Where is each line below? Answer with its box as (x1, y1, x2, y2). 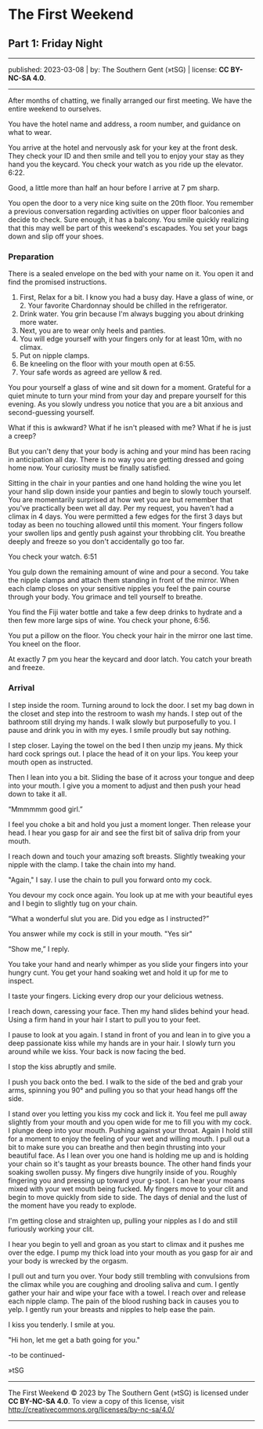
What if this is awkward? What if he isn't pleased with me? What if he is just (8, 423, 252, 432)
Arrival (8, 683, 35, 694)
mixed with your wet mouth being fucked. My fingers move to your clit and (8, 1183, 248, 1194)
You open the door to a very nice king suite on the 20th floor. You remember (8, 199, 254, 207)
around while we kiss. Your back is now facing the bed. (8, 1046, 186, 1056)
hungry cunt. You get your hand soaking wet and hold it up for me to (8, 968, 229, 977)
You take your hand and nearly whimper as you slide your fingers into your (8, 959, 249, 968)
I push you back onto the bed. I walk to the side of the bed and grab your (8, 1077, 243, 1086)
